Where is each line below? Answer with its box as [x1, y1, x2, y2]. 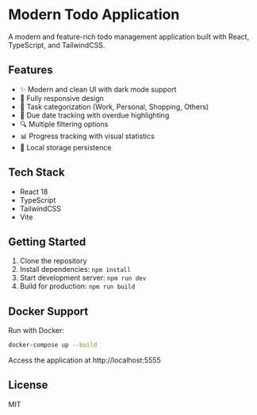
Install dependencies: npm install [19, 265, 131, 274]
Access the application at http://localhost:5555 [8, 355, 161, 365]
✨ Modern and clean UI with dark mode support [19, 84, 177, 94]
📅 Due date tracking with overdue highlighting [19, 110, 170, 120]
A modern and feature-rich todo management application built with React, [8, 32, 250, 41]
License [8, 378, 48, 392]
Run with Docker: [8, 326, 65, 335]
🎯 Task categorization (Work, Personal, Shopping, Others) [19, 102, 209, 111]
